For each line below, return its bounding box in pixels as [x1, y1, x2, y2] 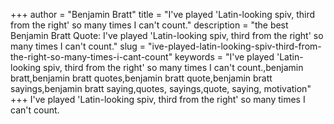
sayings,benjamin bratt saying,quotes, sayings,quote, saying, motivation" [10, 83, 312, 94]
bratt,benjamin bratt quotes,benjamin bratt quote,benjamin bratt [10, 72, 273, 84]
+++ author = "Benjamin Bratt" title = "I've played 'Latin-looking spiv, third [10, 9, 316, 20]
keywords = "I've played [174, 51, 275, 63]
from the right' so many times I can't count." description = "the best [10, 19, 289, 31]
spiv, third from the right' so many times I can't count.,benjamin [43, 62, 304, 73]
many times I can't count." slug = [10, 40, 147, 52]
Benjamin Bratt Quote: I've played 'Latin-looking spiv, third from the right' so [10, 30, 324, 41]
